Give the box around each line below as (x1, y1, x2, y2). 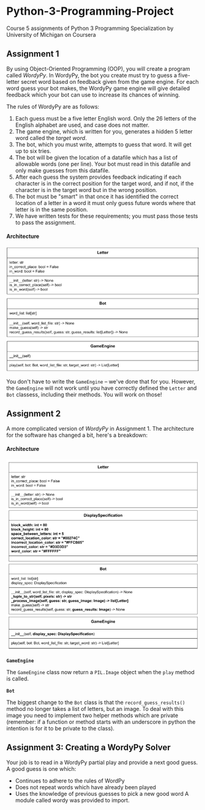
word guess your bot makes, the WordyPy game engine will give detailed (6, 84, 190, 92)
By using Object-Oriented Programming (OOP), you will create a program (6, 65, 191, 72)
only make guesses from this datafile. (15, 166, 110, 174)
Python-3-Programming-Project (6, 4, 174, 18)
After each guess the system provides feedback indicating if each (15, 173, 182, 180)
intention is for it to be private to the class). (6, 725, 115, 732)
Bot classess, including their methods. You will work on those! (6, 390, 162, 398)
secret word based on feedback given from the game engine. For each (20, 78, 199, 85)
